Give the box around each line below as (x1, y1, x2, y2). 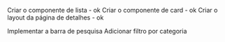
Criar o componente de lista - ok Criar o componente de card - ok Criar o (7, 6, 218, 14)
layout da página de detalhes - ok (7, 13, 104, 22)
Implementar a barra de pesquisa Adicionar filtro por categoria (7, 27, 187, 35)
